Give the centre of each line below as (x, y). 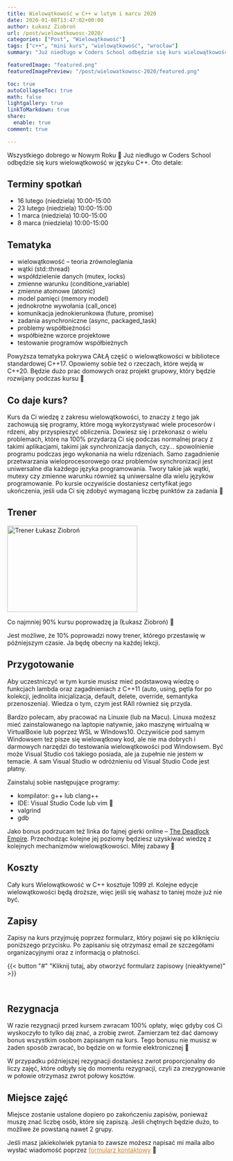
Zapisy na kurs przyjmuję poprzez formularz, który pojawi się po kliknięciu (113, 938)
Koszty (23, 868)
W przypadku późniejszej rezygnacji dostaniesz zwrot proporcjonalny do (111, 1061)
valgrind (29, 810)
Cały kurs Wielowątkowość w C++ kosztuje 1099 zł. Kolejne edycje (103, 884)
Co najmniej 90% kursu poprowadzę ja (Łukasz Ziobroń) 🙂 (91, 622)
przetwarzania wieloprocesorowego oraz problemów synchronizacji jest (110, 461)
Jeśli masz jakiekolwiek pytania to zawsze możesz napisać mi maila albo (111, 1142)
